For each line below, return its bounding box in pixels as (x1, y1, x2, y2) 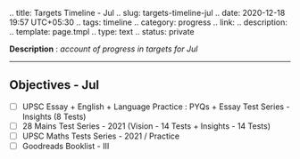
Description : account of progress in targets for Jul (9, 44, 198, 54)
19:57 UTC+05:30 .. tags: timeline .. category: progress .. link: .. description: (9, 17, 287, 28)
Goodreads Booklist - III (21, 141, 110, 151)
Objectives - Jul (9, 77, 100, 92)
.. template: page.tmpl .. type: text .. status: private (9, 27, 195, 36)
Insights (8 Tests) (21, 111, 87, 122)
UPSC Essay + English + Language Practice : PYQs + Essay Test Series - (21, 101, 290, 112)
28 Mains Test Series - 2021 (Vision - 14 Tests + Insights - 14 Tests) (21, 120, 271, 131)
